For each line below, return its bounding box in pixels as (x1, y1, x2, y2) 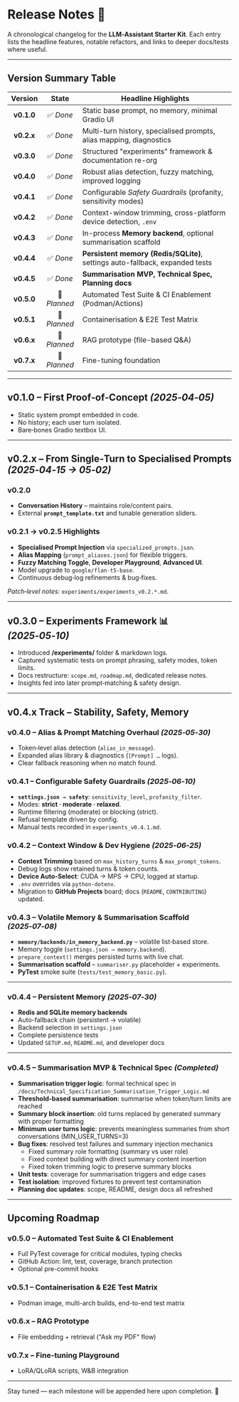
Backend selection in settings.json (17, 1024, 122, 1032)
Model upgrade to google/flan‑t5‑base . (17, 565, 134, 574)
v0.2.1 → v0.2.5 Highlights (7, 526, 100, 536)
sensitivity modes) (82, 196, 144, 206)
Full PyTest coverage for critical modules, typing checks (17, 1250, 183, 1258)
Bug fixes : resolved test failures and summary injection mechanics (17, 1140, 213, 1148)
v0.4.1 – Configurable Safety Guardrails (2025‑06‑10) (7, 776, 196, 786)
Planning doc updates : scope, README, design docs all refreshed (17, 1184, 213, 1194)
